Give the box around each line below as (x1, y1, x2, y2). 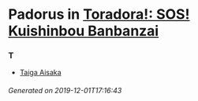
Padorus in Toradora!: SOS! (8, 5, 190, 23)
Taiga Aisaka (19, 68, 62, 78)
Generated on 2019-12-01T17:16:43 (8, 86, 122, 96)
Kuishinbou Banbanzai (8, 22, 159, 40)
